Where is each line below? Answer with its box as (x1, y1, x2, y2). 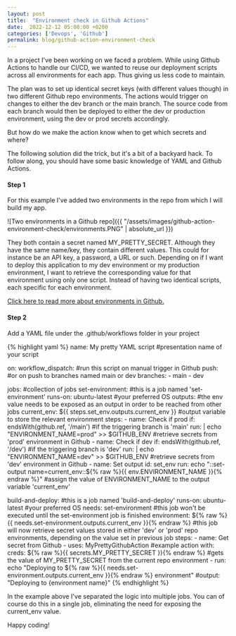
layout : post (7, 10, 46, 18)
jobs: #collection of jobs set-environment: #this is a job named (7, 385, 188, 393)
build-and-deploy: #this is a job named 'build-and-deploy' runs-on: (7, 496, 202, 504)
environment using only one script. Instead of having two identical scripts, (7, 276, 221, 284)
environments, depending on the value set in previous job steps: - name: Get (7, 533, 229, 542)
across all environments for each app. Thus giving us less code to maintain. (7, 71, 226, 80)
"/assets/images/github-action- (124, 217, 216, 226)
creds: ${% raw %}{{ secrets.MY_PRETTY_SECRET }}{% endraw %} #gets (7, 548, 224, 557)
